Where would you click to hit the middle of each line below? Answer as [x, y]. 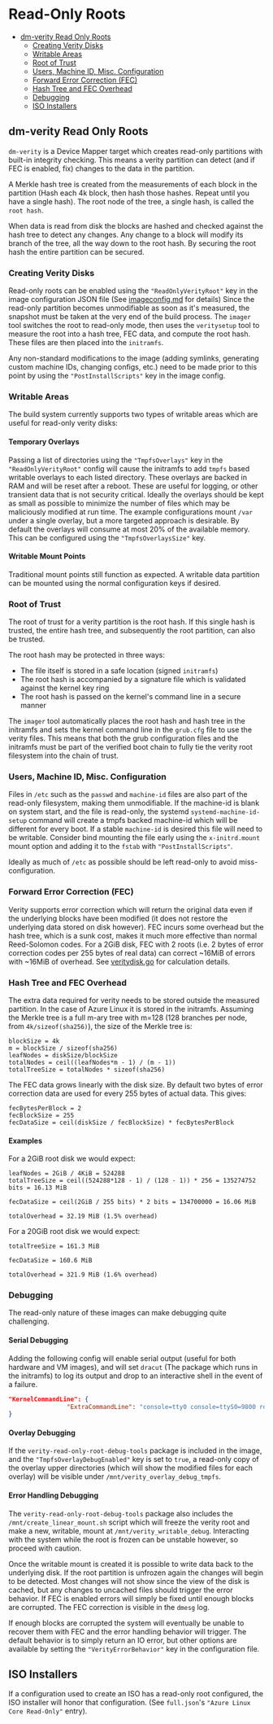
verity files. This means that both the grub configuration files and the [123, 738]
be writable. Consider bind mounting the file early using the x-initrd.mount [134, 838]
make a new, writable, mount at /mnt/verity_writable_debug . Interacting [129, 1530]
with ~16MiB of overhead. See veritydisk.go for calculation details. [119, 961]
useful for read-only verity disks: [63, 423]
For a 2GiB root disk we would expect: [72, 1159]
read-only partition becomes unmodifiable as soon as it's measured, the [129, 308]
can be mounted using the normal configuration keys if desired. [115, 583]
